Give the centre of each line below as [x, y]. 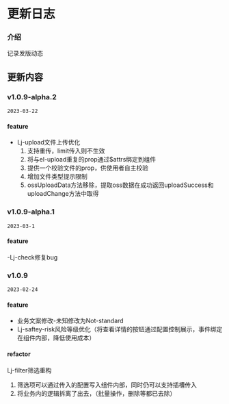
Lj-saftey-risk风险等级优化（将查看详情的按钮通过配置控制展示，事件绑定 [120, 329]
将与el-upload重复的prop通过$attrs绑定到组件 [92, 160]
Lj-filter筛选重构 [29, 370]
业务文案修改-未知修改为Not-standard [70, 321]
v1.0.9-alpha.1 [31, 212]
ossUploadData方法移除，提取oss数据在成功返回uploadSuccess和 [120, 185]
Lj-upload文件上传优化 [49, 142]
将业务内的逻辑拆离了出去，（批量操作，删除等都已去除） [96, 393]
